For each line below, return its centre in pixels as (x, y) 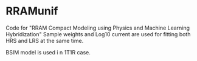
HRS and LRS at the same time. (45, 40)
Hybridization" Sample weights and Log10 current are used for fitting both (98, 34)
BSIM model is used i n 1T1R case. (48, 52)
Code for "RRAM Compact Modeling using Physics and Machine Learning (98, 28)
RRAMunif (32, 11)
